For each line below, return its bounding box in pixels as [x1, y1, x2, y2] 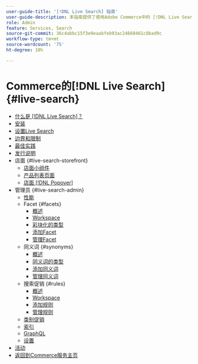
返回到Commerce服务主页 [14, 352, 78, 359]
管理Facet [32, 235, 57, 242]
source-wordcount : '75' [6, 42, 65, 48]
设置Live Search [14, 127, 54, 135]
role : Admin [6, 19, 35, 25]
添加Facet [32, 228, 57, 235]
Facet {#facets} [23, 200, 62, 207]
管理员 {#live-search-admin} [14, 186, 84, 194]
